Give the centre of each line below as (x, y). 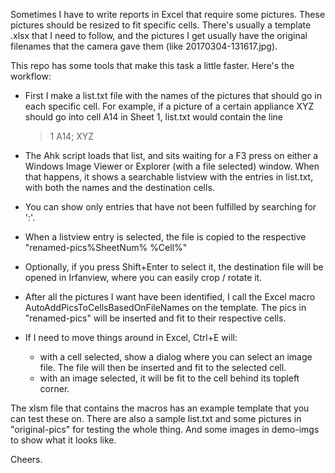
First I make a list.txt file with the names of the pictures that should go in (173, 95)
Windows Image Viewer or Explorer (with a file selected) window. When (172, 166)
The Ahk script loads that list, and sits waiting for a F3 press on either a (171, 155)
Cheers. (26, 459)
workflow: (31, 76)
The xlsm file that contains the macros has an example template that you (160, 408)
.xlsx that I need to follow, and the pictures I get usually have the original (159, 35)
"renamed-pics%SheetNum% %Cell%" (106, 247)
